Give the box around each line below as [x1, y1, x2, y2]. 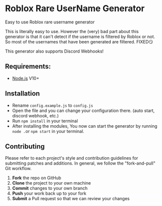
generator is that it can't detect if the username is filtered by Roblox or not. [5, 34, 155, 39]
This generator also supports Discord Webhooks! [5, 48, 104, 54]
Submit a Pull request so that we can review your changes [12, 196, 130, 202]
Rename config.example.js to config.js [12, 102, 94, 108]
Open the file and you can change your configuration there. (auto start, [12, 108, 155, 113]
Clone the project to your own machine [12, 180, 91, 186]
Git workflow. [5, 166, 32, 171]
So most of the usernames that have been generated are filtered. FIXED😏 [5, 38, 154, 44]
